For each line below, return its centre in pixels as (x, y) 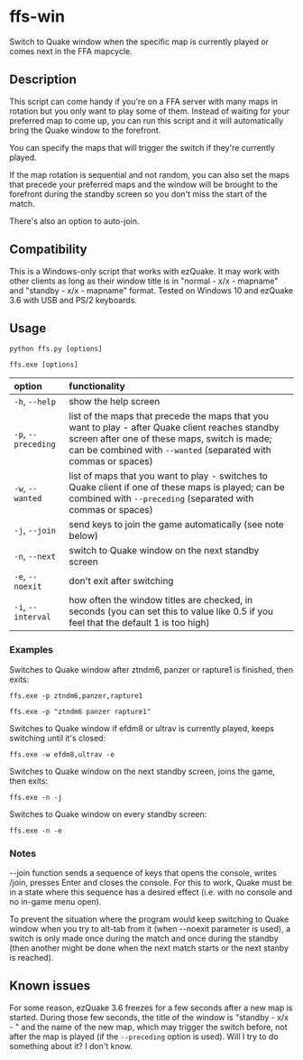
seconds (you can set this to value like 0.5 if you (171, 611)
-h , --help (35, 402)
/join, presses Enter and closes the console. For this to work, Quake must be (151, 882)
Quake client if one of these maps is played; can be (177, 488)
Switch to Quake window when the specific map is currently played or (139, 42)
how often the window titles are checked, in (161, 600)
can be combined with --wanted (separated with (170, 451)
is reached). (32, 957)
